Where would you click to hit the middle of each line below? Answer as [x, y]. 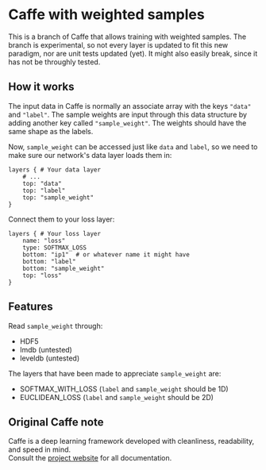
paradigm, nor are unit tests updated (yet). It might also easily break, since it [133, 53]
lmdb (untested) [46, 349]
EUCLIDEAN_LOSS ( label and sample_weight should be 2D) [117, 397]
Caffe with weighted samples [106, 15]
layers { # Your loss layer [55, 233]
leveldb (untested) [50, 358]
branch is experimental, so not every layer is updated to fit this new [118, 44]
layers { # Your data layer [55, 170]
